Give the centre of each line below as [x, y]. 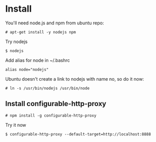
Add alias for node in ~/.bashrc [38, 60]
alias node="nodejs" [27, 69]
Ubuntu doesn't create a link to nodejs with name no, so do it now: [75, 79]
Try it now [16, 125]
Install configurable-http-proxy [56, 104]
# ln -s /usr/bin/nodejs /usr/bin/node [48, 88]
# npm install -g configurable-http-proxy [51, 115]
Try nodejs [17, 42]
